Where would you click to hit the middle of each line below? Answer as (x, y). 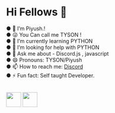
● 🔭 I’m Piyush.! (26, 28)
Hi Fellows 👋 (36, 12)
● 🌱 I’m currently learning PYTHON (49, 41)
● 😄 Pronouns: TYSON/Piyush (44, 60)
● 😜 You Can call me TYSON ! (44, 34)
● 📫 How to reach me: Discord (45, 66)
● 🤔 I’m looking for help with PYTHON (53, 47)
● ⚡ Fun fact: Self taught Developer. (50, 75)
